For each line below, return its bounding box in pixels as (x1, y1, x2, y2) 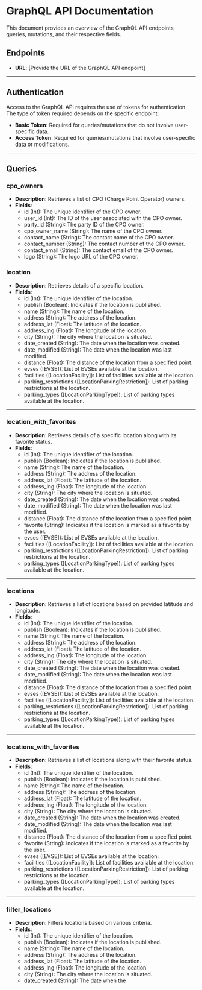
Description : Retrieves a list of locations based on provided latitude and (14, 601, 194, 608)
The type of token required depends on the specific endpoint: (6, 110, 159, 117)
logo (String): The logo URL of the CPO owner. (23, 253, 139, 260)
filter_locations (6, 906, 52, 914)
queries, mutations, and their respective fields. (6, 30, 121, 37)
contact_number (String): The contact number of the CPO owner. (23, 240, 185, 248)
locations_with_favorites (6, 743, 80, 751)
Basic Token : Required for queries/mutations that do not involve (14, 121, 174, 128)
